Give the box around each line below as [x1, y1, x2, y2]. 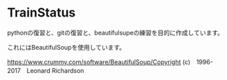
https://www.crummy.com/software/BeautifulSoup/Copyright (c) [7, 57, 191, 66]
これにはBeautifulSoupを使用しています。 [7, 43, 126, 51]
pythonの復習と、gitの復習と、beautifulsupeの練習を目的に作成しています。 [7, 28, 224, 37]
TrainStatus [7, 5, 76, 21]
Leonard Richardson [26, 66, 84, 74]
